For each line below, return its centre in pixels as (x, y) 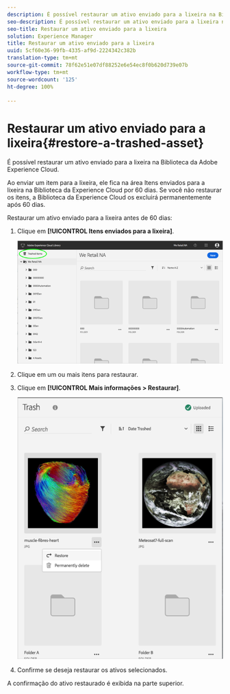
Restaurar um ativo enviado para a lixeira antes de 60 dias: (90, 218)
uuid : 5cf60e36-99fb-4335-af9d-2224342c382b (72, 51)
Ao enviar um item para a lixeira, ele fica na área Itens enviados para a (106, 183)
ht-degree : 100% (30, 87)
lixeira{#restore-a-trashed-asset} (105, 143)
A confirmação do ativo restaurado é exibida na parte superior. (95, 683)
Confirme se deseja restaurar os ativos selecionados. (92, 670)
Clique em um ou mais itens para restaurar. (78, 375)
